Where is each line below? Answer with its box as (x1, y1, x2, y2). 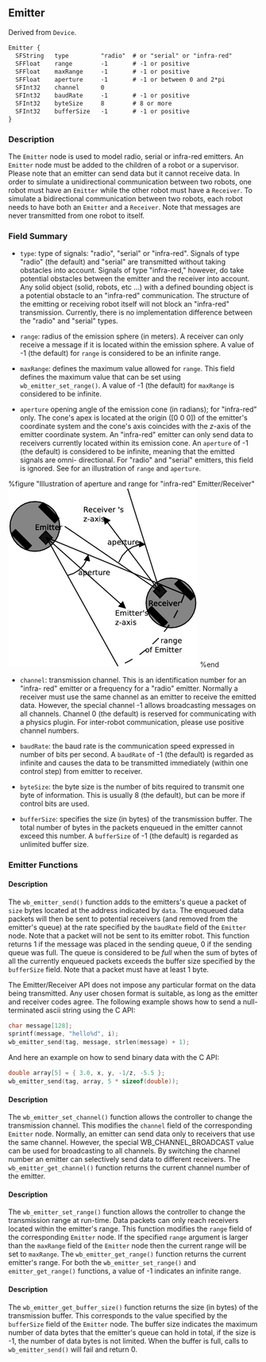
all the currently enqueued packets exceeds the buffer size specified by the (8, 956, 256, 965)
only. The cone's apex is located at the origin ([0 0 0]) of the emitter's (19, 413, 248, 423)
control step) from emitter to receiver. (19, 767, 143, 776)
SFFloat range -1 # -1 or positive (15, 60, 191, 68)
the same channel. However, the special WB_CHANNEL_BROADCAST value (8, 1138, 254, 1147)
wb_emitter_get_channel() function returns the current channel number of (8, 1163, 250, 1173)
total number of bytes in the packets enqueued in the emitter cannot (19, 822, 244, 833)
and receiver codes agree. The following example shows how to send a (8, 996, 241, 1006)
